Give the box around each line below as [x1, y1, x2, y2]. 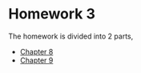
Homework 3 [8, 5, 96, 23]
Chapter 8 [19, 47, 54, 56]
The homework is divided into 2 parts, [8, 31, 134, 41]
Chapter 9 [19, 55, 54, 65]
